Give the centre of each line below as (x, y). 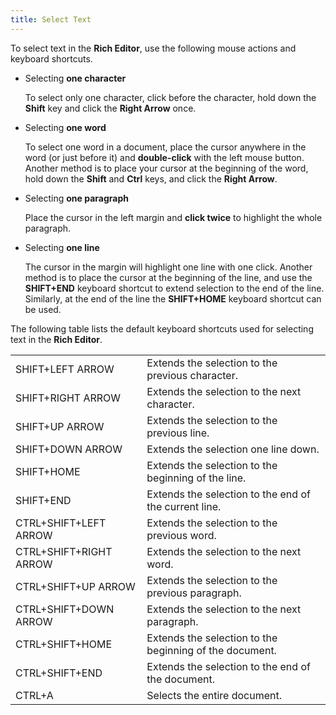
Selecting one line (62, 247)
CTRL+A (34, 695)
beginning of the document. (211, 650)
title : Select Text (51, 19)
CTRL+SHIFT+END (59, 673)
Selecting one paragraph (76, 198)
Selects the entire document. (214, 695)
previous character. (192, 375)
